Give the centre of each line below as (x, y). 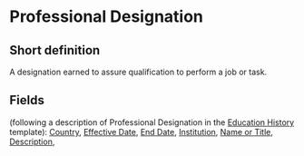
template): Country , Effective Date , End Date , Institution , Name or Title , (142, 132)
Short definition (55, 50)
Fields (27, 100)
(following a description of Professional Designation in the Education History (152, 122)
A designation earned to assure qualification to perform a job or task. (138, 72)
